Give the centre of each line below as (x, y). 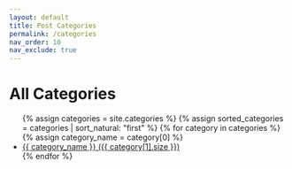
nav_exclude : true (43, 50)
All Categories (63, 94)
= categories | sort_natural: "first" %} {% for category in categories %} (151, 128)
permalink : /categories (53, 34)
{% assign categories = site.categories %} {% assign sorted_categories (153, 119)
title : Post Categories (53, 26)
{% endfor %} (47, 157)
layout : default (39, 17)
